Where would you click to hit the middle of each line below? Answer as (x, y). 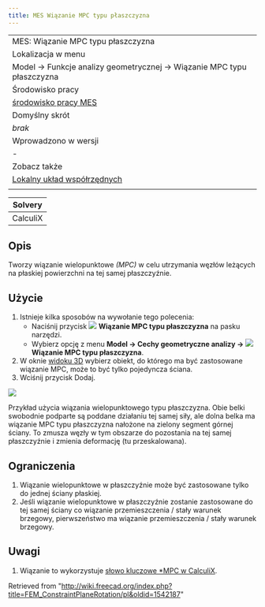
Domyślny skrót (41, 115)
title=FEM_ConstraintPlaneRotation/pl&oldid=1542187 (95, 594)
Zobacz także (37, 166)
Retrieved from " (35, 586)
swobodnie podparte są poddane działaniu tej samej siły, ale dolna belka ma (132, 416)
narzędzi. (47, 335)
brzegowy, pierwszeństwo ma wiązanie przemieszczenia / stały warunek (138, 519)
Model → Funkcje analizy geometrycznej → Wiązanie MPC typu (129, 66)
